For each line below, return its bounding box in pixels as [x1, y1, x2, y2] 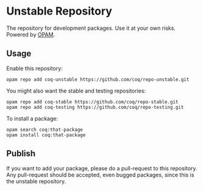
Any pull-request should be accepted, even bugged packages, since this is [6, 171, 194, 178]
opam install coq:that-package [6, 132, 86, 138]
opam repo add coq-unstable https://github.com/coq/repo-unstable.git [6, 76, 190, 83]
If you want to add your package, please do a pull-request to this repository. [6, 164, 198, 172]
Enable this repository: [6, 64, 63, 72]
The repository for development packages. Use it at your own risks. [6, 24, 176, 32]
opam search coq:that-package [6, 127, 84, 133]
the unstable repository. [6, 178, 66, 185]
